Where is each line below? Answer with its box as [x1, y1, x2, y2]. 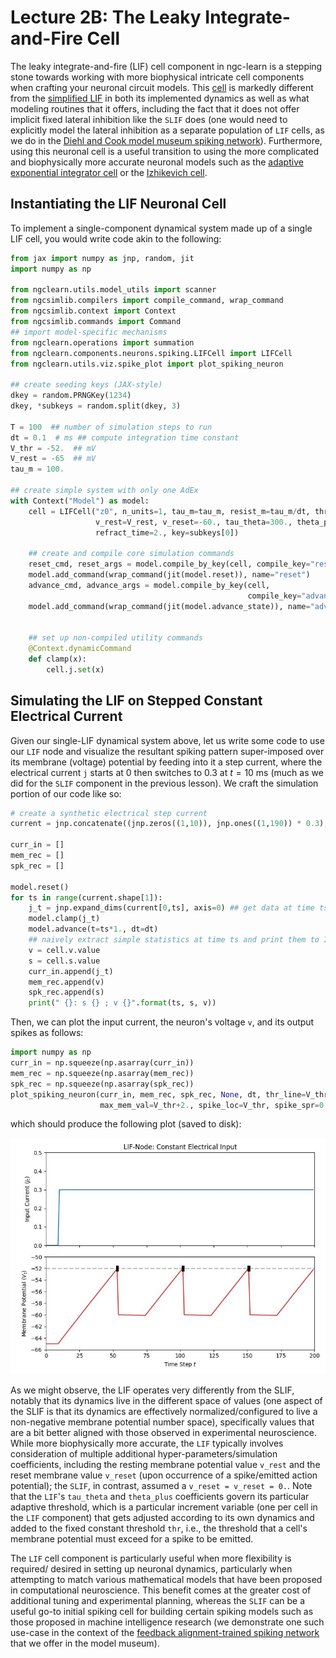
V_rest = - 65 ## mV [10, 454, 97, 464]
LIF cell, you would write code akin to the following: [10, 232, 222, 245]
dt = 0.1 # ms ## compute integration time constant [10, 432, 240, 443]
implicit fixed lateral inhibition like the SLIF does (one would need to [10, 113, 288, 125]
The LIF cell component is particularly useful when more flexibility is [10, 1552, 292, 1565]
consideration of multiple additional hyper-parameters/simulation [10, 1448, 278, 1460]
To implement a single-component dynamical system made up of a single [10, 222, 313, 234]
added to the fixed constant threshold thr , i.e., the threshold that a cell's [10, 1522, 308, 1535]
